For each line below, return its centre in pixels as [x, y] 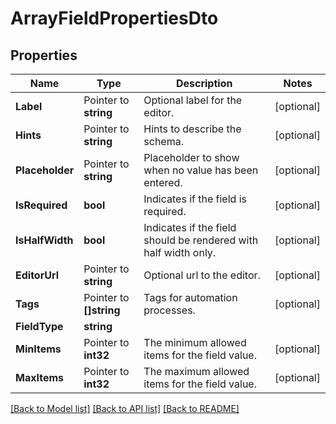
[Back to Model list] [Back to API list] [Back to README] [125, 408]
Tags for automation [190, 297]
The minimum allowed [195, 342]
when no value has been [201, 170]
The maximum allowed [196, 371]
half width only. [180, 252]
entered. [163, 182]
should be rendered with [201, 240]
